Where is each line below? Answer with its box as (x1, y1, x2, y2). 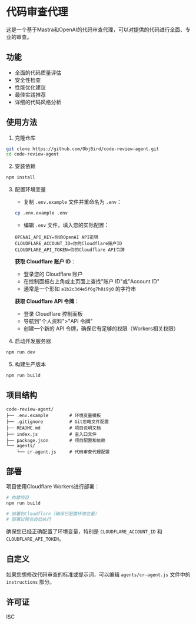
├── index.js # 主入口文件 (6, 431, 97, 437)
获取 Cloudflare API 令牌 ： (14, 298, 79, 305)
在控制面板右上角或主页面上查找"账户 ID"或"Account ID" (23, 278, 160, 285)
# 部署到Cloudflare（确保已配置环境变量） (6, 511, 99, 517)
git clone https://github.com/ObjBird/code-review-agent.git (6, 145, 160, 152)
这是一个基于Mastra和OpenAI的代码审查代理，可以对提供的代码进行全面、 (6, 26, 185, 33)
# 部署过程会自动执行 (6, 517, 51, 523)
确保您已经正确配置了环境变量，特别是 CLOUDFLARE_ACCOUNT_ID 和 (6, 528, 163, 535)
